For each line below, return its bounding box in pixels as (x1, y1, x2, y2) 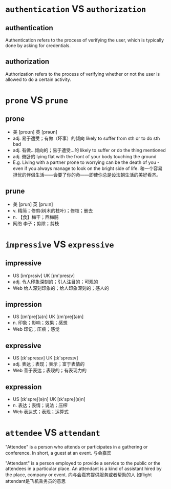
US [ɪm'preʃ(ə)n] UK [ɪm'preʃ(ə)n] (12, 313, 84, 320)
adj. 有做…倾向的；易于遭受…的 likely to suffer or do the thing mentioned (12, 147, 166, 153)
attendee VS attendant (5, 427, 101, 438)
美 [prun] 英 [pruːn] (12, 201, 53, 207)
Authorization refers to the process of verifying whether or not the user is (5, 71, 160, 77)
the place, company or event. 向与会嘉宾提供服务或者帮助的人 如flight (5, 472, 152, 478)
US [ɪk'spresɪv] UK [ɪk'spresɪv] (12, 355, 78, 361)
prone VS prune (5, 94, 68, 105)
